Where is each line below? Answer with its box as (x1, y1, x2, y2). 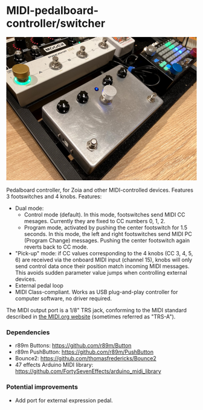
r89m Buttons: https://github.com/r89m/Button (14, 342, 132, 349)
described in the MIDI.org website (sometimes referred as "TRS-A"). (6, 313, 176, 320)
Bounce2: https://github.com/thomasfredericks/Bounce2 (14, 355, 157, 362)
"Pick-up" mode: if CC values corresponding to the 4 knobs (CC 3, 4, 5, (14, 249, 193, 257)
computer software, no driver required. (14, 295, 112, 302)
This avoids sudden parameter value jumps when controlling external (14, 269, 187, 276)
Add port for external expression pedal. (14, 397, 113, 404)
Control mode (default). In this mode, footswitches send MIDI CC (24, 210, 185, 218)
